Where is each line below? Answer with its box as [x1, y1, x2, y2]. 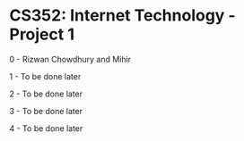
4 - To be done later [9, 122, 83, 134]
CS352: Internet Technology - [9, 5, 236, 26]
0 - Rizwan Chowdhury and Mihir [9, 54, 132, 64]
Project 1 [9, 24, 74, 45]
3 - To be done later [9, 105, 83, 116]
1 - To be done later [9, 70, 82, 81]
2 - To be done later [9, 88, 83, 99]
